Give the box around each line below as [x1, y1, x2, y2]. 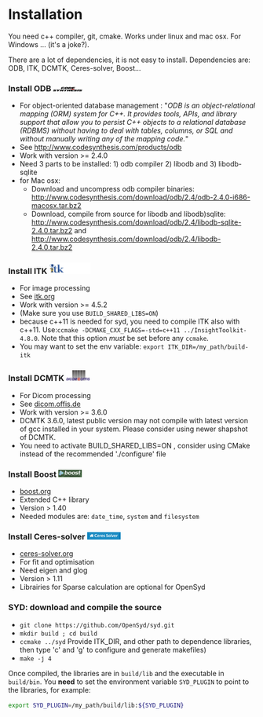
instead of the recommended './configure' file [19, 449, 166, 459]
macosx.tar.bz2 [31, 201, 82, 210]
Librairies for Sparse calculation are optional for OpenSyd [19, 583, 206, 592]
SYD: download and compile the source [8, 602, 163, 613]
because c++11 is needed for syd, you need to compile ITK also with [19, 316, 240, 327]
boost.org [19, 486, 52, 496]
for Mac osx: [19, 176, 61, 185]
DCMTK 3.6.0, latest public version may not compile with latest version [19, 415, 249, 425]
